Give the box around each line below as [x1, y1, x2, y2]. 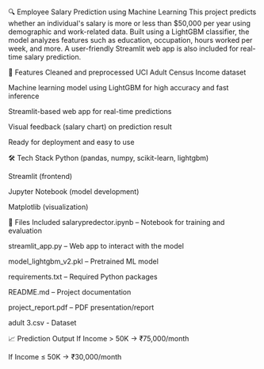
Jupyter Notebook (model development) [8, 187, 140, 196]
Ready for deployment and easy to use [8, 138, 135, 146]
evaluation [8, 226, 42, 235]
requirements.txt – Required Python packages [8, 272, 158, 281]
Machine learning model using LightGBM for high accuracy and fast [8, 83, 229, 92]
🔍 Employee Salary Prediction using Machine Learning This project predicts [8, 7, 257, 17]
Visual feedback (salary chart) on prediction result [8, 122, 172, 131]
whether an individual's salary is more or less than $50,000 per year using [8, 19, 251, 28]
